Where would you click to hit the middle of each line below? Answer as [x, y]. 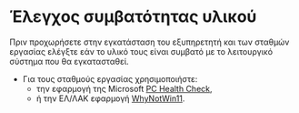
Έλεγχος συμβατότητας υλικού [133, 17]
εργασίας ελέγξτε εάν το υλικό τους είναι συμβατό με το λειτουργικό [141, 51]
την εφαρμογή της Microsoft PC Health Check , [124, 88]
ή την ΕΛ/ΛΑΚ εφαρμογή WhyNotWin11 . [110, 98]
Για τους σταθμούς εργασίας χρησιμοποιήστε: [110, 78]
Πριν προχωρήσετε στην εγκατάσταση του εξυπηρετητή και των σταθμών [149, 42]
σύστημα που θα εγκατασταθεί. [69, 61]
